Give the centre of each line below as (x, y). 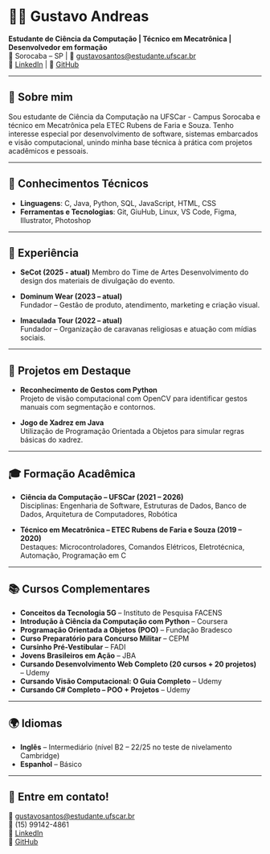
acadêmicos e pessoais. (48, 151)
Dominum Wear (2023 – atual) (71, 296)
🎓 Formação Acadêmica (72, 474)
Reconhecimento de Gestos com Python (89, 390)
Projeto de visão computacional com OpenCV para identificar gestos (133, 398)
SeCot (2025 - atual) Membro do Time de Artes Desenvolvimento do (134, 272)
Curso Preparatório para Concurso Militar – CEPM (104, 638)
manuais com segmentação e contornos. (88, 407)
